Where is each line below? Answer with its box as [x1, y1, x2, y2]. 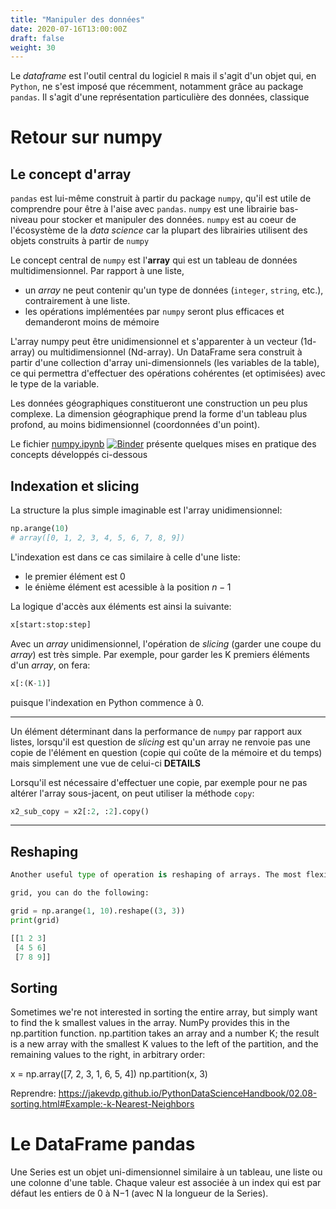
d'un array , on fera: [10, 659, 91, 671]
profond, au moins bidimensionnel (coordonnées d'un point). [10, 419, 261, 431]
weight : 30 [10, 42, 56, 53]
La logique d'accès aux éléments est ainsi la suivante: [10, 600, 232, 612]
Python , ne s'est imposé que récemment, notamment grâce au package [10, 81, 304, 93]
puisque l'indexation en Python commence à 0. [10, 696, 204, 708]
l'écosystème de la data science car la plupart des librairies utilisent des [10, 224, 308, 236]
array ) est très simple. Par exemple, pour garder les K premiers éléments [10, 648, 310, 660]
